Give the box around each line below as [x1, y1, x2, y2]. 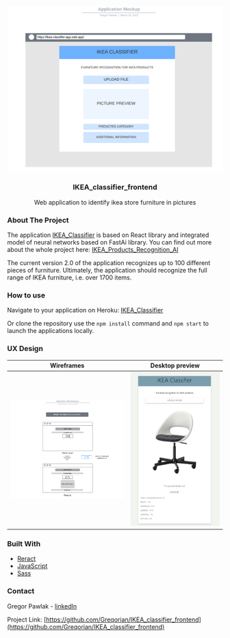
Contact [7, 586, 35, 596]
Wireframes [50, 361, 85, 369]
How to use [7, 290, 46, 300]
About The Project [7, 215, 70, 225]
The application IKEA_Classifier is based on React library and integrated [7, 231, 209, 239]
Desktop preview [150, 361, 200, 369]
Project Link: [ [7, 615, 47, 624]
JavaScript [16, 562, 48, 570]
